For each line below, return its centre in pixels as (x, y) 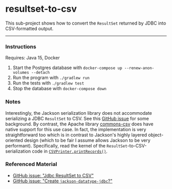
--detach (41, 73)
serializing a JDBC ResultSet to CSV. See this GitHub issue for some (77, 118)
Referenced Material (31, 164)
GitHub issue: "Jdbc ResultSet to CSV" (53, 175)
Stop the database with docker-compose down (59, 89)
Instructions (21, 47)
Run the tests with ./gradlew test (48, 83)
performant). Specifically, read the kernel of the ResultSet (67, 145)
